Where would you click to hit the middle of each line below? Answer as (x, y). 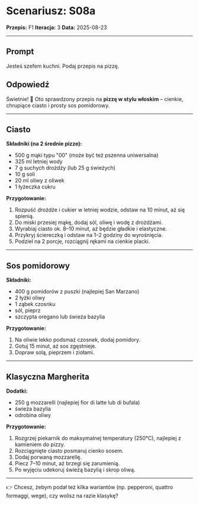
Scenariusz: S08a (51, 11)
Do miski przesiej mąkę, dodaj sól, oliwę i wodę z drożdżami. (89, 222)
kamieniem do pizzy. (40, 444)
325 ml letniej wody (39, 162)
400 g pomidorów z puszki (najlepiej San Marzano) (77, 292)
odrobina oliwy (33, 415)
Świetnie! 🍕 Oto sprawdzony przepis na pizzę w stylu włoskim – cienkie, (95, 99)
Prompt (20, 52)
